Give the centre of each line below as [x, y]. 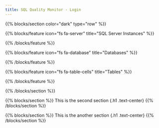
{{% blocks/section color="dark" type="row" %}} [56, 24]
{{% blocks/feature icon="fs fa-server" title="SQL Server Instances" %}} [80, 33]
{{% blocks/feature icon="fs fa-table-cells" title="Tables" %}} [69, 72]
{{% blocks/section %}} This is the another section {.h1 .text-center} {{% [79, 115]
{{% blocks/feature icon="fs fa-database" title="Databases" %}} [71, 52]
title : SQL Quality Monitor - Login [43, 10]
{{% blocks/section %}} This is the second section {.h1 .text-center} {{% [79, 100]
